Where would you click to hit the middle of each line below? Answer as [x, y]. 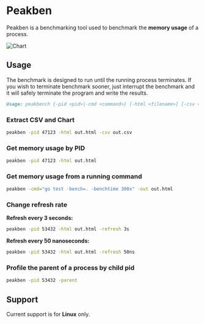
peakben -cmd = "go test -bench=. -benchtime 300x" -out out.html [90, 189]
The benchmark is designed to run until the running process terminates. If [99, 79]
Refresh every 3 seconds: [40, 218]
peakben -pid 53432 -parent [42, 281]
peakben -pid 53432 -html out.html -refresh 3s [68, 229]
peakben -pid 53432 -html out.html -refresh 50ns [71, 252]
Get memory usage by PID [46, 148]
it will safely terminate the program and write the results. [77, 93]
